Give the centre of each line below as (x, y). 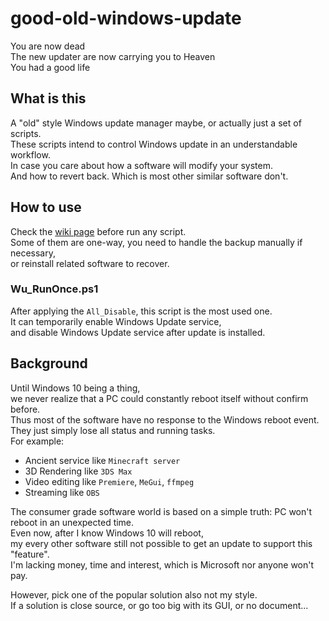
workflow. (30, 154)
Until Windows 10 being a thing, (75, 388)
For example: (37, 441)
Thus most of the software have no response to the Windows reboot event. (165, 419)
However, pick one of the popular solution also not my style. (134, 594)
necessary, (33, 253)
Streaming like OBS (62, 492)
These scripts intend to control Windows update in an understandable (154, 144)
